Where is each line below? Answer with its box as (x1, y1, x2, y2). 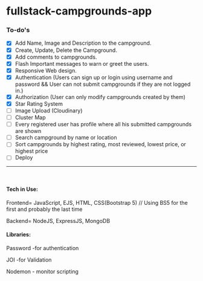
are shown (14, 128, 42, 135)
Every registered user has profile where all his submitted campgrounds (14, 121, 192, 128)
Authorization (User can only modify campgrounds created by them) (14, 93, 186, 100)
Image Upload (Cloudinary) (14, 107, 83, 114)
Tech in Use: (6, 186, 38, 193)
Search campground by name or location (14, 134, 117, 141)
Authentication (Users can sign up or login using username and (14, 74, 173, 81)
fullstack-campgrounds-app (6, 4, 152, 18)
